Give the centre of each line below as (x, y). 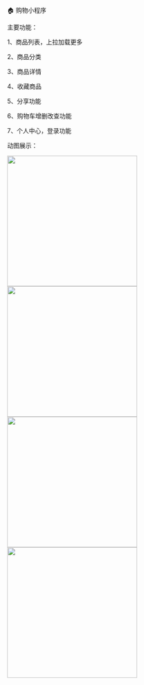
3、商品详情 (24, 71)
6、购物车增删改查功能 (39, 116)
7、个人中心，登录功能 (39, 131)
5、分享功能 (24, 101)
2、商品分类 (24, 57)
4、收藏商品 (25, 86)
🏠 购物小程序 (27, 10)
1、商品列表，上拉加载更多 (45, 42)
